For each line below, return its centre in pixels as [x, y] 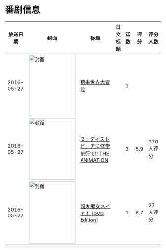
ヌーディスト [95, 139]
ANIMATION [94, 160]
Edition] [89, 220]
